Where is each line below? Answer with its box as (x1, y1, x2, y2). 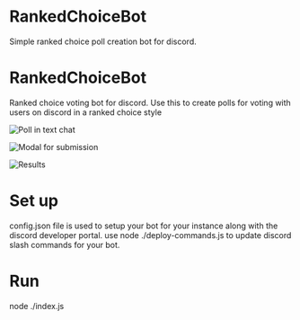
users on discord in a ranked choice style (9, 106, 163, 118)
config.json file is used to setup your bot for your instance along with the (9, 220, 278, 231)
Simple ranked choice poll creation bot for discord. (9, 36, 198, 47)
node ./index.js (9, 300, 65, 311)
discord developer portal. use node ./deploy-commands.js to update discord (9, 229, 292, 240)
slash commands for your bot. (9, 239, 120, 250)
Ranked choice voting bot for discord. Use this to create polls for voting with (9, 97, 292, 108)
